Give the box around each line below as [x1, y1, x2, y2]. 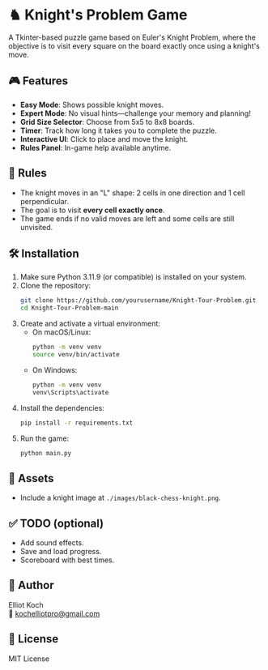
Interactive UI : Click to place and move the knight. [19, 134, 189, 143]
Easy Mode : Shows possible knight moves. [19, 100, 164, 109]
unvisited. [19, 222, 53, 232]
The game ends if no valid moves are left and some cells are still [19, 213, 235, 224]
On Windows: [32, 365, 78, 374]
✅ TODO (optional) [8, 516, 104, 530]
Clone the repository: [19, 281, 91, 291]
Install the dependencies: [19, 403, 105, 412]
